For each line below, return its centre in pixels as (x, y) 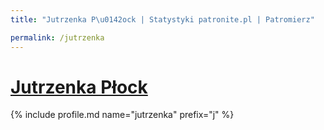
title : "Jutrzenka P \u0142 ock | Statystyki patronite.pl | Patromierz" (162, 19)
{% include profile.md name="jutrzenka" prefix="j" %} (122, 115)
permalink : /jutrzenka (57, 37)
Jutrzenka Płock (79, 87)
